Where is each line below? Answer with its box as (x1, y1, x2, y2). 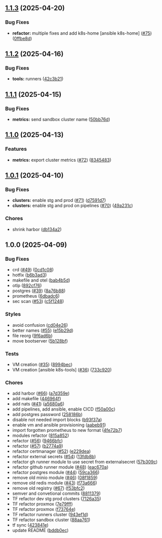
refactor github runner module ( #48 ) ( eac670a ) (12, 464, 109, 470)
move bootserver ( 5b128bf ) (12, 338, 68, 344)
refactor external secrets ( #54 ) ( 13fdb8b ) (12, 454, 96, 460)
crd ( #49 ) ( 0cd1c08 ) (12, 267, 54, 273)
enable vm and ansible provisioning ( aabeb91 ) (12, 422, 106, 428)
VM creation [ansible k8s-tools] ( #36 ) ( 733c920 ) (12, 367, 112, 373)
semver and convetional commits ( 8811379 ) (12, 490, 101, 496)
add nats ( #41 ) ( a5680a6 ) (12, 401, 65, 407)
